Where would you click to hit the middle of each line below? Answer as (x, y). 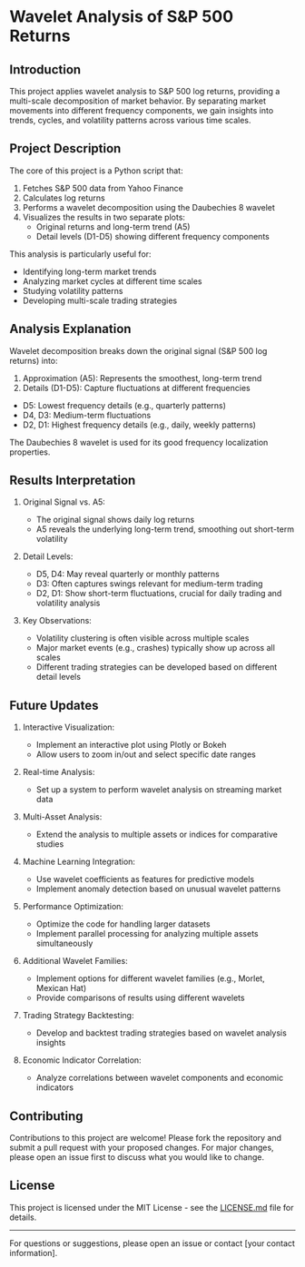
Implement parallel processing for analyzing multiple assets (147, 934)
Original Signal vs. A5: (64, 502)
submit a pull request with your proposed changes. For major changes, (142, 1148)
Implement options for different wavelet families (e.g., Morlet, (150, 978)
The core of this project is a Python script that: (96, 171)
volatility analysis (68, 603)
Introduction (45, 69)
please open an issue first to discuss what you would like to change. (137, 1157)
